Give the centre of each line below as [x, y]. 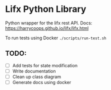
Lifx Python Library [46, 9]
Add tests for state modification [45, 65]
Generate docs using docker [42, 82]
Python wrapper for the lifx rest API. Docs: [49, 23]
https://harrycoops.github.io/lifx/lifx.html [47, 28]
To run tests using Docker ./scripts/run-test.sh [56, 38]
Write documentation [34, 71]
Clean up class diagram [37, 77]
